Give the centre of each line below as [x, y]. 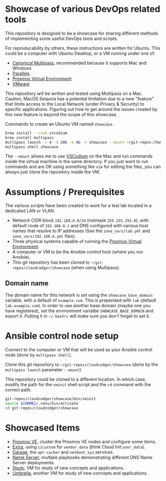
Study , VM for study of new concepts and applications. [68, 468]
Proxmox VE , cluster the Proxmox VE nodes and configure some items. [84, 441]
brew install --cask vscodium [36, 133]
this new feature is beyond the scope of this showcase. [61, 114]
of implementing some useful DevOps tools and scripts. [62, 39]
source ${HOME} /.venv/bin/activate [42, 403]
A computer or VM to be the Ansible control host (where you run [78, 252]
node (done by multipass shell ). [39, 355]
